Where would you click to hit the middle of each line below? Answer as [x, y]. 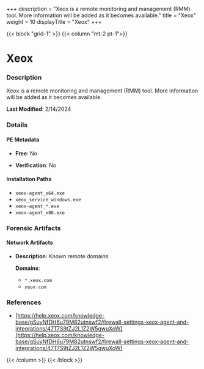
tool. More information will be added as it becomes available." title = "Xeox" [101, 15]
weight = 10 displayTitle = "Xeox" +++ [54, 22]
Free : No [26, 153]
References [24, 302]
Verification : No [36, 165]
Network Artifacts [30, 243]
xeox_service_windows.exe [48, 199]
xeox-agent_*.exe [37, 206]
